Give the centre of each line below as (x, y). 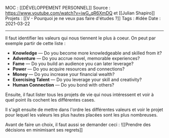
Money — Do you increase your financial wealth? (63, 74)
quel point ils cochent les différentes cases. (50, 100)
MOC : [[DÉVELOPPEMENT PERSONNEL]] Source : (58, 8)
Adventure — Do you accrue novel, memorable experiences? (76, 58)
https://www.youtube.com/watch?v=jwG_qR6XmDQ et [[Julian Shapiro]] (80, 13)
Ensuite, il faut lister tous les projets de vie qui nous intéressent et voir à (80, 94)
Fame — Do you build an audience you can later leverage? (73, 63)
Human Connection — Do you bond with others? (63, 85)
